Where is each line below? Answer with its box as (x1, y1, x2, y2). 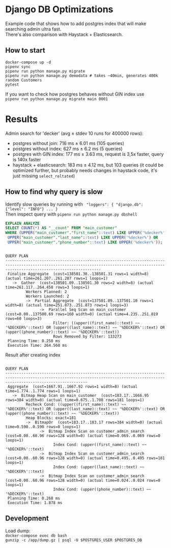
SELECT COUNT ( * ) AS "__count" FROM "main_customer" (5, 226, 117, 231)
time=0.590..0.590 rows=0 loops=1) (5, 424, 81, 430)
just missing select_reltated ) (12, 173, 75, 179)
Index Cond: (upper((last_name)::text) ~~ (53, 464, 145, 469)
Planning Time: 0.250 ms (7, 338, 60, 343)
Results (5, 113, 38, 125)
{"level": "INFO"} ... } (5, 206, 58, 211)
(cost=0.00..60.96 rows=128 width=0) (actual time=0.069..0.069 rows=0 (5, 433, 160, 438)
